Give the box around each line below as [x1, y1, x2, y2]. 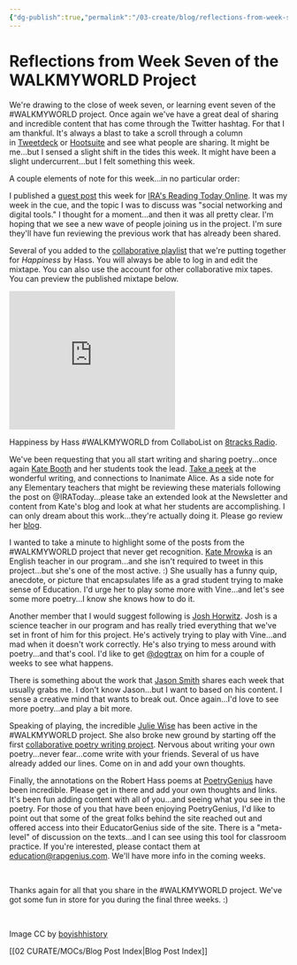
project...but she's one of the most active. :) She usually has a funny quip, [9, 564, 278, 576]
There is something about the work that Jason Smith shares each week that [9, 674, 285, 685]
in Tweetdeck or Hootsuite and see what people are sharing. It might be [9, 136, 270, 147]
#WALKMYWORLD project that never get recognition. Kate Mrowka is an [9, 546, 273, 556]
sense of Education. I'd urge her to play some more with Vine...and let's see [9, 584, 285, 595]
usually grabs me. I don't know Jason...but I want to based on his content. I [9, 684, 283, 695]
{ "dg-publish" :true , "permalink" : [9, 12, 133, 22]
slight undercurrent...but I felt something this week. [9, 156, 195, 167]
